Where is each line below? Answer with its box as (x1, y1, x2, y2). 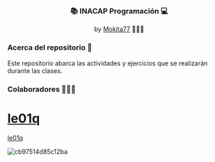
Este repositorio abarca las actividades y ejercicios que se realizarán (7, 59, 208, 67)
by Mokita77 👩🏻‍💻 (94, 25, 145, 33)
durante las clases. (7, 66, 62, 75)
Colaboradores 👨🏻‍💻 (7, 84, 76, 94)
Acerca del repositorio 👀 (7, 43, 92, 53)
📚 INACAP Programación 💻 (70, 6, 169, 16)
